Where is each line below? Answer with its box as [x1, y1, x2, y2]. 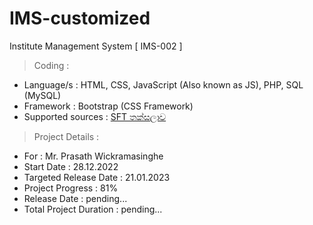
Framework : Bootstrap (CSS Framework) [23, 100, 194, 112]
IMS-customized [9, 7, 151, 30]
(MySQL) [23, 89, 62, 101]
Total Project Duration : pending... [23, 203, 163, 215]
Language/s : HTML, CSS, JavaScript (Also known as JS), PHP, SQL [23, 78, 304, 91]
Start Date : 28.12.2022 [23, 160, 119, 172]
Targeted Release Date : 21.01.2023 [23, 171, 171, 183]
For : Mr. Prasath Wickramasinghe [23, 150, 164, 162]
